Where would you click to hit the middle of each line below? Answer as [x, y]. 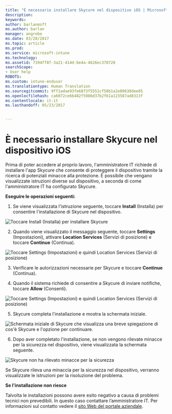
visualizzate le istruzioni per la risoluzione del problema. [64, 376]
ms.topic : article [25, 44]
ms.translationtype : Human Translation [48, 86]
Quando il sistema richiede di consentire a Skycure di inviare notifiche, [87, 283]
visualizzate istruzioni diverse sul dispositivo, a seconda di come [73, 181]
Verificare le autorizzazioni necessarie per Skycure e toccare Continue [88, 268]
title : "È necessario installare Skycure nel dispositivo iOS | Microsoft [87, 10]
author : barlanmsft [26, 24]
